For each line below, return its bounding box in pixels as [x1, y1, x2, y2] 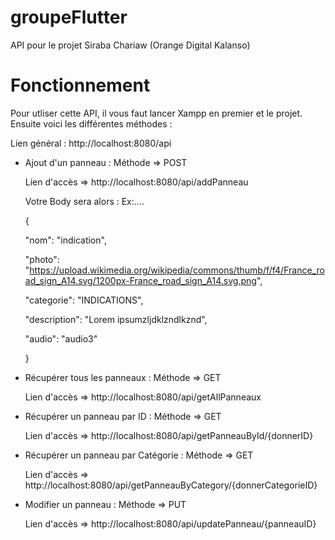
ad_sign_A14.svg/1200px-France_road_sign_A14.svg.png [24, 274, 257, 286]
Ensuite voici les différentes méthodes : [10, 117, 173, 130]
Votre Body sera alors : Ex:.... [24, 195, 145, 207]
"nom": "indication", [24, 234, 107, 246]
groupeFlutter [10, 6, 128, 29]
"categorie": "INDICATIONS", [24, 294, 144, 306]
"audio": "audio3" [24, 332, 98, 345]
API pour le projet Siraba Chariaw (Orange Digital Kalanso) [10, 39, 251, 51]
